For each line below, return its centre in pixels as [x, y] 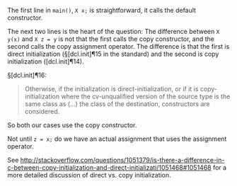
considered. [42, 111]
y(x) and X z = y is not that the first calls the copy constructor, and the [111, 39]
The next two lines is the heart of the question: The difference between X [114, 31]
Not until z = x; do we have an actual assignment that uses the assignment [117, 139]
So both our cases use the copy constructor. [72, 125]
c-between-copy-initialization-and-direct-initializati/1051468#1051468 [109, 168]
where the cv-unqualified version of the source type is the [146, 96]
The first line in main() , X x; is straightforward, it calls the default [102, 10]
